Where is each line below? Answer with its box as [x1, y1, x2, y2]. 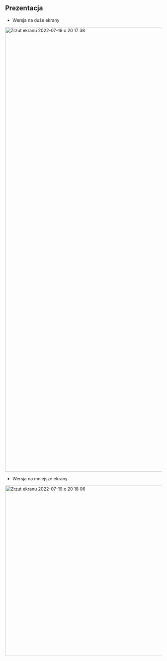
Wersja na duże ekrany [12, 17, 60, 23]
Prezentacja [5, 4, 43, 12]
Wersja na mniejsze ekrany [12, 475, 68, 481]
